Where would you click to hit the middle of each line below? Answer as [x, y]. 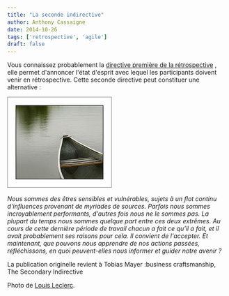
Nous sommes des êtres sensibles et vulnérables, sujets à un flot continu [112, 199]
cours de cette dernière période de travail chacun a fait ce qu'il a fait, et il [113, 229]
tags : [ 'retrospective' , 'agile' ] [57, 37]
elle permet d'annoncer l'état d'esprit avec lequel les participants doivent [112, 73]
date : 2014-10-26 [32, 29]
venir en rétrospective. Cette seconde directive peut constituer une [103, 80]
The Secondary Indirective [45, 272]
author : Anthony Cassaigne [46, 22]
